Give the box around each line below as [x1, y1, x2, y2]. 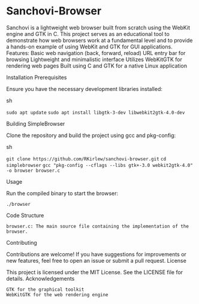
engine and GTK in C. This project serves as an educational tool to [6, 30, 170, 37]
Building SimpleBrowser [6, 120, 65, 127]
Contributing [6, 239, 37, 246]
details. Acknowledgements [6, 275, 75, 282]
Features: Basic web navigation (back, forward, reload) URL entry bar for [6, 49, 186, 56]
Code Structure [6, 211, 44, 219]
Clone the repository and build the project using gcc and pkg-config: [6, 132, 176, 139]
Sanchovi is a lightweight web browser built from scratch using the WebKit [6, 24, 191, 31]
